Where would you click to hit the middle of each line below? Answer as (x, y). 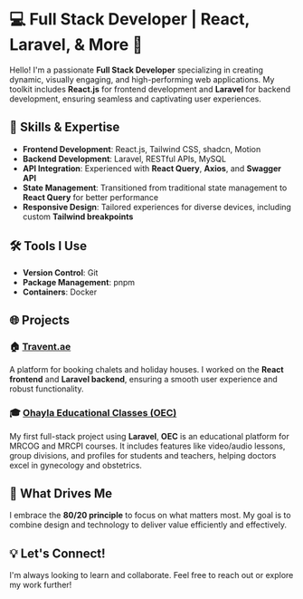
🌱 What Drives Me (61, 493)
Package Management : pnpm (79, 282)
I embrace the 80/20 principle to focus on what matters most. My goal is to (150, 516)
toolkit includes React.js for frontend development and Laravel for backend (150, 89)
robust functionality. (47, 389)
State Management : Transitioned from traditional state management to (155, 188)
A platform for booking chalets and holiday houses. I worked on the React (147, 370)
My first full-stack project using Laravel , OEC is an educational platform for (149, 436)
